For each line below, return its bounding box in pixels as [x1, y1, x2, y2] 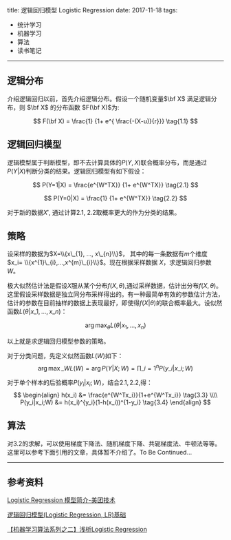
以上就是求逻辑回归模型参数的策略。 [7, 337, 110, 346]
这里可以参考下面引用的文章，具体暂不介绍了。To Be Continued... [7, 448, 192, 456]
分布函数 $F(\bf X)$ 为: [56, 103, 120, 112]
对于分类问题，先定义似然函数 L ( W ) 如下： [7, 352, 124, 360]
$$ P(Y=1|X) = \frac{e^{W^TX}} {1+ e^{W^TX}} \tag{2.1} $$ [32, 180, 199, 189]
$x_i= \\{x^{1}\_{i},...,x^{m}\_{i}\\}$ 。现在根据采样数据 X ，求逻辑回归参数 [7, 258, 212, 267]
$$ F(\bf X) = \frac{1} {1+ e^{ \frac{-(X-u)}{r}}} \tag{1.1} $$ [33, 116, 198, 125]
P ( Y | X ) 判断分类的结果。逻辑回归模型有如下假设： [7, 167, 146, 175]
